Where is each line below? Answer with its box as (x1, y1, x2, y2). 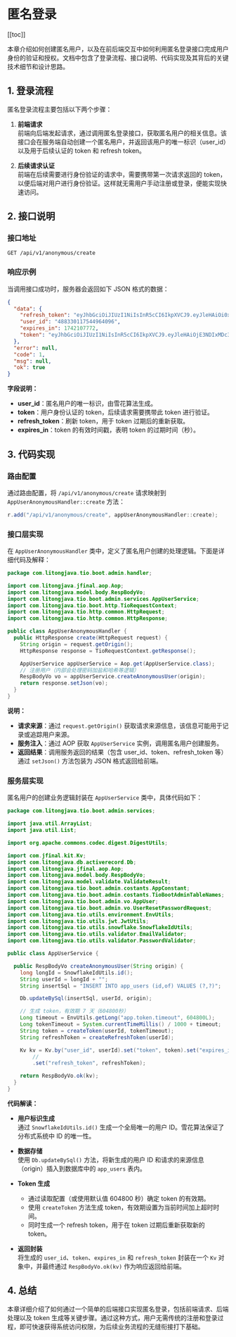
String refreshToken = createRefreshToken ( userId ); (20, 1033, 174, 1041)
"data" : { (13, 305, 42, 312)
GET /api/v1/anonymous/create (7, 249, 96, 257)
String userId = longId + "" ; (20, 976, 109, 983)
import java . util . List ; (7, 827, 77, 834)
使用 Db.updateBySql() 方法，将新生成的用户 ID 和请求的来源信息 (17, 1155, 204, 1164)
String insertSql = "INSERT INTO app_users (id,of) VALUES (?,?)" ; (20, 982, 221, 990)
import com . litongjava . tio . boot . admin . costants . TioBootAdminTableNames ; (7, 892, 225, 899)
